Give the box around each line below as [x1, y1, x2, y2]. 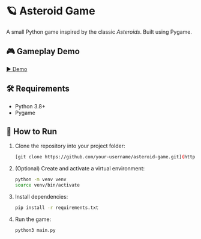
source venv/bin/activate [14, 182, 80, 188]
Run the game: [14, 216, 52, 223]
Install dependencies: [14, 193, 68, 200]
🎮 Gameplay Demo [6, 46, 80, 57]
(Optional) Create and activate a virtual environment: [14, 165, 145, 172]
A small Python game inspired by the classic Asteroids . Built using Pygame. [6, 28, 192, 36]
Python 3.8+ [14, 102, 46, 110]
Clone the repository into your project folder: [14, 142, 125, 150]
